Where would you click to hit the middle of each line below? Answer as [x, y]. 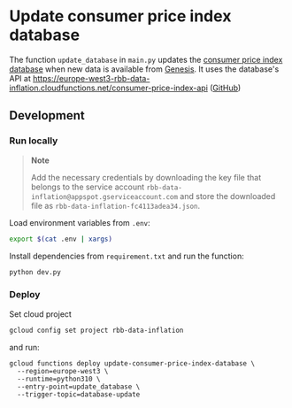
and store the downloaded [228, 196]
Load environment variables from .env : [80, 222]
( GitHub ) [225, 88]
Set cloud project [41, 314]
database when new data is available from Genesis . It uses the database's [144, 69]
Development [47, 115]
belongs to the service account [88, 187]
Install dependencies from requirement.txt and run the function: [127, 256]
